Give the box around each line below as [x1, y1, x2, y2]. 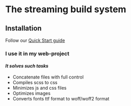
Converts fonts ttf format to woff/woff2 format [12, 96, 110, 102]
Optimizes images [12, 90, 51, 96]
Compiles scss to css [12, 79, 58, 86]
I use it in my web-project [5, 50, 70, 57]
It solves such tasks [5, 63, 48, 69]
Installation [5, 24, 42, 33]
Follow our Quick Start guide [5, 37, 65, 43]
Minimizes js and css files [12, 85, 67, 91]
